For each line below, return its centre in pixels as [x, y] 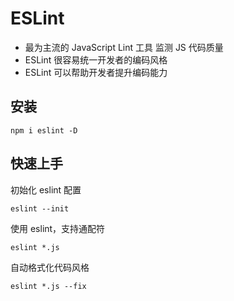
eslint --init [40, 208]
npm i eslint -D [44, 130]
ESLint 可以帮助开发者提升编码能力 [96, 72]
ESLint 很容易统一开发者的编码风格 [96, 59]
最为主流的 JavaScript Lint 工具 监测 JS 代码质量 [124, 47]
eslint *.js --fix [48, 286]
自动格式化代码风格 [50, 267]
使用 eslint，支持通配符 [58, 228]
